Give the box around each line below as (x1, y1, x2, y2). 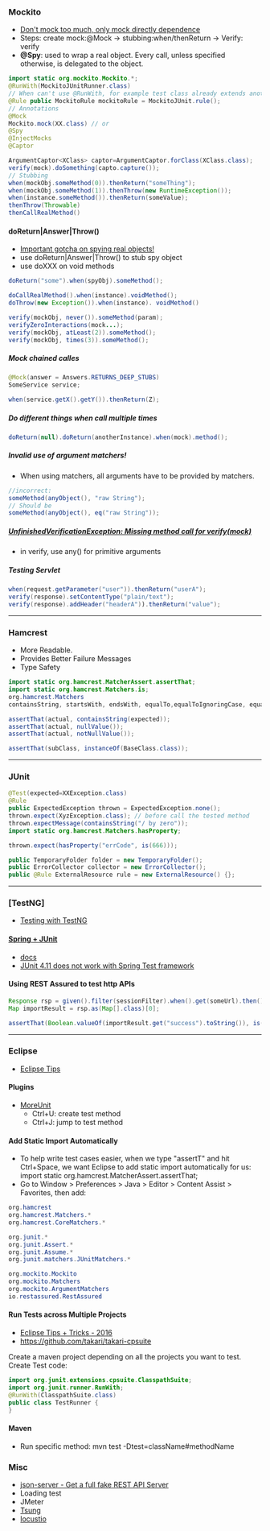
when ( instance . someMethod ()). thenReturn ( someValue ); (8, 194, 189, 202)
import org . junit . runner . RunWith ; (8, 1384, 125, 1392)
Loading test (19, 1488, 62, 1498)
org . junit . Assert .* (8, 1240, 74, 1248)
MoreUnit (19, 1100, 51, 1110)
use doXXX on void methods (19, 261, 115, 271)
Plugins (8, 1082, 35, 1092)
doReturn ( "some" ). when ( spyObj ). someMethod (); (8, 277, 163, 285)
